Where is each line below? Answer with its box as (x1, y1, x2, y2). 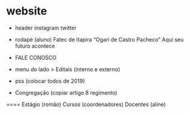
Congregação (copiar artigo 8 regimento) (14, 89, 118, 96)
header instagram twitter (14, 24, 77, 31)
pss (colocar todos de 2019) (14, 77, 86, 84)
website (6, 4, 47, 18)
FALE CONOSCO (14, 54, 57, 61)
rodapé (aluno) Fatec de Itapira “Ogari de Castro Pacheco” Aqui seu (14, 36, 184, 43)
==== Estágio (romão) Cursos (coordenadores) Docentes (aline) (6, 101, 166, 108)
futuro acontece (14, 42, 55, 49)
